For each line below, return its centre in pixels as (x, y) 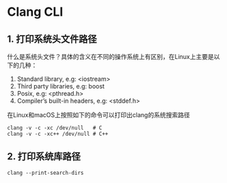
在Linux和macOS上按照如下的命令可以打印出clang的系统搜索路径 (98, 115)
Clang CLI (35, 12)
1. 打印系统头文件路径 (52, 39)
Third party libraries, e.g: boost (61, 86)
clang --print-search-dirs (45, 173)
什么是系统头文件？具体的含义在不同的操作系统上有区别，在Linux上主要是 (110, 57)
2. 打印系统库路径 (44, 157)
